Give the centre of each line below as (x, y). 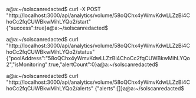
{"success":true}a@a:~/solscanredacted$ (57, 28)
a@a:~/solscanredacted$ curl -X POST (54, 9)
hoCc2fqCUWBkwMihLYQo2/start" (49, 22)
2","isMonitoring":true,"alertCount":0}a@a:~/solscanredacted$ (82, 64)
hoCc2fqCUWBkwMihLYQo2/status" (50, 52)
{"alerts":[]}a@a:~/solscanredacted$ (140, 88)
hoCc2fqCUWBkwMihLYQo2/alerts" (50, 88)
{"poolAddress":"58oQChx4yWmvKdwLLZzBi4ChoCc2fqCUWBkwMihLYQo (98, 58)
